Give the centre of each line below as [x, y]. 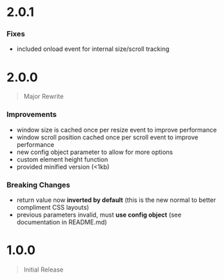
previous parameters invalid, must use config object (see [99, 215]
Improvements [32, 114]
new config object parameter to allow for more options [95, 152]
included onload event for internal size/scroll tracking [93, 49]
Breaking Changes [39, 185]
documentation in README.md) [62, 222]
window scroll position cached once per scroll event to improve [107, 137]
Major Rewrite [43, 96]
